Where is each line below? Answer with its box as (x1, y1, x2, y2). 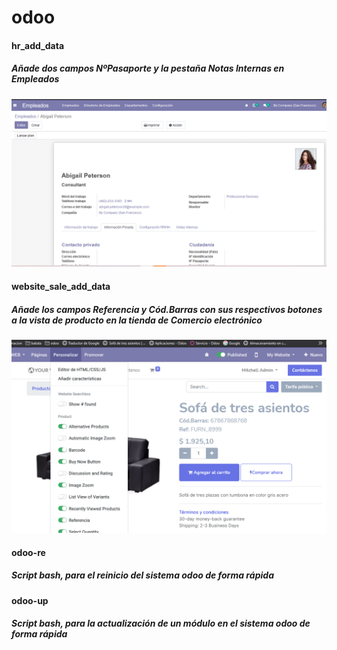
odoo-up (11, 594, 49, 606)
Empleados (11, 73, 60, 85)
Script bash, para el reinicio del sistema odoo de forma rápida (11, 569, 274, 581)
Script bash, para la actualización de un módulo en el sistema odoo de (11, 617, 311, 630)
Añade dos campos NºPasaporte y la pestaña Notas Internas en (11, 62, 285, 75)
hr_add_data (11, 39, 65, 51)
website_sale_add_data (11, 281, 111, 293)
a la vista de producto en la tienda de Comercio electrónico (11, 314, 263, 326)
